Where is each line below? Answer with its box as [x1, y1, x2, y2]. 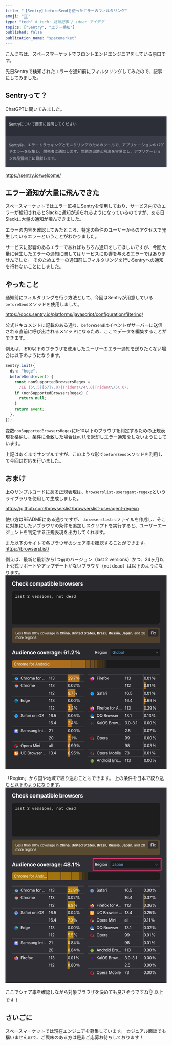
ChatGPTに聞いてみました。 [5, 105, 65, 112]
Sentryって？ [5, 91, 48, 100]
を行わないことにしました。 [5, 263, 64, 270]
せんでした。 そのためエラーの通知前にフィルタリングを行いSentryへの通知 [5, 257, 164, 263]
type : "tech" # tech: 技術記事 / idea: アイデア [5, 19, 105, 24]
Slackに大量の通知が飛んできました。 [5, 216, 84, 222]
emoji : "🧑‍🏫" [5, 13, 31, 19]
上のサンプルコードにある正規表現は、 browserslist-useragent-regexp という [5, 489, 166, 495]
